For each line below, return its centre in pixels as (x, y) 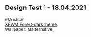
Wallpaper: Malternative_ (30, 29)
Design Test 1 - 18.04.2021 (45, 8)
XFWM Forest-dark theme (31, 24)
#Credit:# (15, 19)
